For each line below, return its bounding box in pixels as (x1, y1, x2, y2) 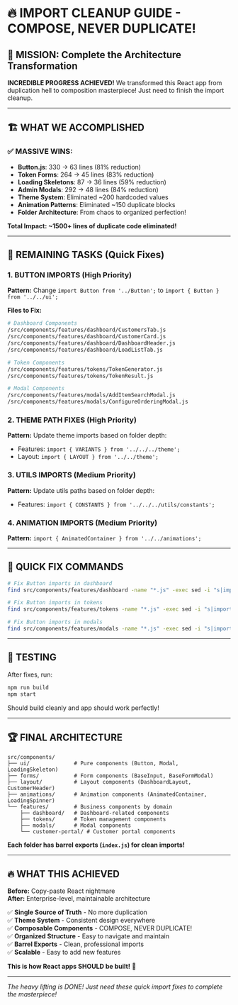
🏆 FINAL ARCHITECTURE (7, 731, 123, 743)
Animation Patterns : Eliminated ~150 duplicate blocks (17, 200, 176, 209)
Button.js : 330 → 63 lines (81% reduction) (17, 162, 142, 171)
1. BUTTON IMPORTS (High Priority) (7, 270, 132, 279)
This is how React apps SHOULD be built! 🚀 (7, 962, 137, 971)
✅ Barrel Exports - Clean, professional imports (7, 940, 144, 948)
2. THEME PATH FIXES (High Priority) (7, 415, 137, 425)
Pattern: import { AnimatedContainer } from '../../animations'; (7, 533, 202, 542)
